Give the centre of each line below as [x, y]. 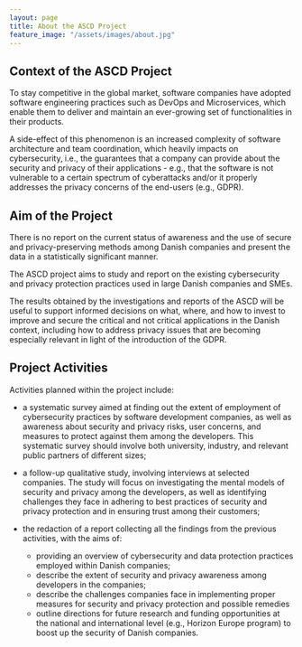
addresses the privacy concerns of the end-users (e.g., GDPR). [127, 187]
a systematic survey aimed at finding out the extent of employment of [151, 407]
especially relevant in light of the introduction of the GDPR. [118, 339]
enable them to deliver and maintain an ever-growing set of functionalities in [151, 112]
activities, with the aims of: [72, 538]
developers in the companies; [91, 585]
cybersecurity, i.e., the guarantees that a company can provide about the [145, 158]
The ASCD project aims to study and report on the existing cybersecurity [145, 274]
